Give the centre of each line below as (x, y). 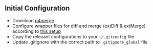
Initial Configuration (37, 8)
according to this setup (37, 31)
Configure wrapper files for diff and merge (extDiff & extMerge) (79, 26)
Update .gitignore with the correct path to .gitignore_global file (80, 42)
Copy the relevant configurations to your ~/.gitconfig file (73, 36)
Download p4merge (33, 20)
